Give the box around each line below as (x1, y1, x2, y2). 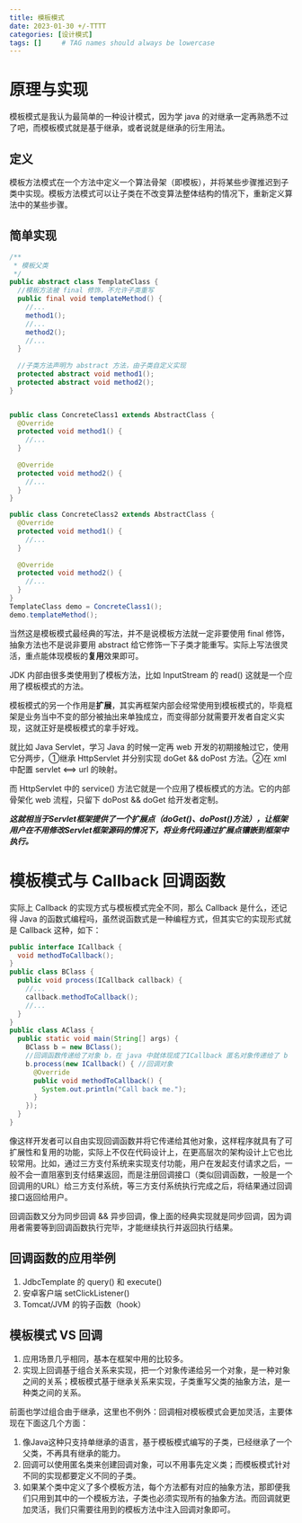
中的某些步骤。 (16, 200, 73, 209)
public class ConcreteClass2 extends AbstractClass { (9, 510, 216, 520)
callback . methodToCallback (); (25, 993, 139, 1002)
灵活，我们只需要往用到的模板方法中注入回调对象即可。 (30, 1503, 235, 1515)
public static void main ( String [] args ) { (17, 1035, 179, 1044)
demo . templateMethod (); (9, 610, 99, 619)
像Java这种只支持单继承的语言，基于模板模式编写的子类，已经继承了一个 (22, 1436, 293, 1447)
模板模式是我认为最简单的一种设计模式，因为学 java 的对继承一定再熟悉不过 (9, 111, 289, 122)
